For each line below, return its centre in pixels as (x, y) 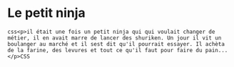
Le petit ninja (46, 13)
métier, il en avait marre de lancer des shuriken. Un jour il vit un (115, 38)
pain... (217, 50)
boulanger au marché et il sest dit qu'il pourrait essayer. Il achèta (116, 44)
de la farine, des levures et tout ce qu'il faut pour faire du (105, 50)
